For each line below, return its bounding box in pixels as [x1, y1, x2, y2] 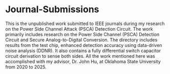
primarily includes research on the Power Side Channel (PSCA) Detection [5, 31, 160, 37]
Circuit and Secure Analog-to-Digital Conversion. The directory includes [5, 37, 158, 43]
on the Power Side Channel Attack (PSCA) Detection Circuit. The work [5, 26, 153, 32]
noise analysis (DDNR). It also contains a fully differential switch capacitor [5, 47, 161, 54]
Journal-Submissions [5, 4, 99, 15]
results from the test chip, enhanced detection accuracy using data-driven [5, 42, 162, 48]
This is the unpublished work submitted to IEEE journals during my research [5, 20, 165, 27]
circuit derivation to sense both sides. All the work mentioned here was [5, 53, 155, 59]
